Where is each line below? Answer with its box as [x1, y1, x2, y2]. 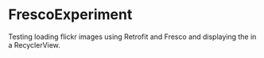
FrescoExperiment [8, 6, 133, 24]
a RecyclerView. [8, 40, 61, 49]
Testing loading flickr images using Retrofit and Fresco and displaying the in [8, 32, 257, 41]
